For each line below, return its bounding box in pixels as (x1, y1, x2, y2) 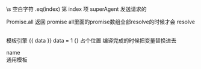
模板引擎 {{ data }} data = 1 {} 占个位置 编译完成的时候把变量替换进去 (6, 37, 177, 44)
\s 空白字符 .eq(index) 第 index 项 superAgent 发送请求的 (6, 5, 147, 13)
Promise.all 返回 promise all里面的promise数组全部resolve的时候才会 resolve (6, 18, 196, 26)
